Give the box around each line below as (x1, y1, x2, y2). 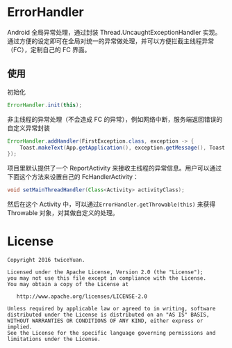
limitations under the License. (7, 335, 101, 343)
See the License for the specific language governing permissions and (7, 330, 216, 337)
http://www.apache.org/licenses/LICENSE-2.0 (16, 293, 148, 300)
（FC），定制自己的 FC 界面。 (7, 45, 91, 54)
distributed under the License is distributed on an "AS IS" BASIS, (7, 311, 210, 319)
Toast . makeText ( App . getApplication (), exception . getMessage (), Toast (19, 144, 226, 151)
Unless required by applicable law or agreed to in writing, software (7, 306, 216, 313)
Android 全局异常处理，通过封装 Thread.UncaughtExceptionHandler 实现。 (7, 28, 222, 36)
